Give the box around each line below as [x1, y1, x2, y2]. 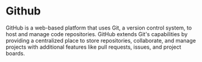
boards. [5, 49, 25, 57]
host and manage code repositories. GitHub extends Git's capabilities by [5, 30, 188, 37]
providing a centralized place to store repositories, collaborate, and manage [5, 37, 197, 44]
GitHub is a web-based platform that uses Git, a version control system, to [5, 24, 192, 31]
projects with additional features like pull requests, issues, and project [5, 43, 181, 51]
